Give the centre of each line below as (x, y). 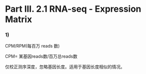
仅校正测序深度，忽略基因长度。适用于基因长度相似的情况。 (65, 67)
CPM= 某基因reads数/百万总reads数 (41, 56)
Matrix (19, 19)
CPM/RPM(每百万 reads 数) (32, 46)
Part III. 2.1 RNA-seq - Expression (73, 9)
